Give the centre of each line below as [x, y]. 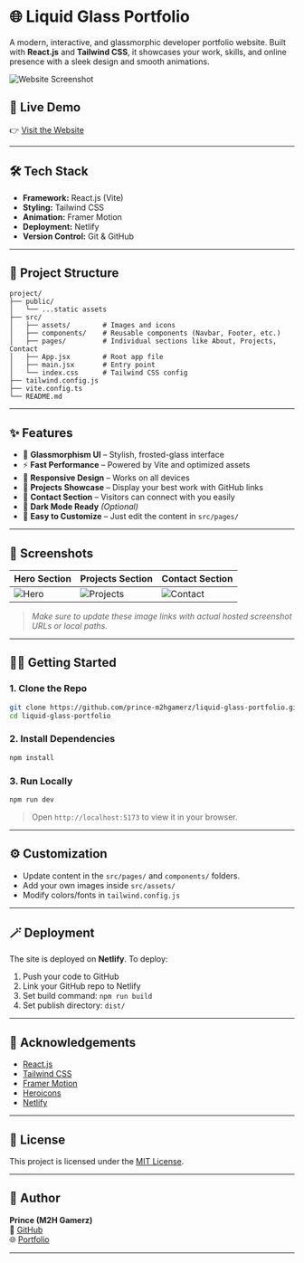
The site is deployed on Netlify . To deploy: [89, 959]
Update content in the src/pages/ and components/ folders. [131, 876]
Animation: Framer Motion [72, 217]
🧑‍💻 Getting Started [63, 663]
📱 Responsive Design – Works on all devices [106, 478]
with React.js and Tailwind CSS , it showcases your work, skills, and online [148, 52]
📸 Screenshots [52, 553]
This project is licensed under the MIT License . [97, 1162]
